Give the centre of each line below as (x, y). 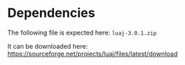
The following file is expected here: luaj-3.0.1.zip (82, 32)
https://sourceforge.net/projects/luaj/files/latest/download (92, 54)
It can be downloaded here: (48, 46)
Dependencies (51, 13)
